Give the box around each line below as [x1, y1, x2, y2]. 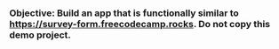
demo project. [9, 29, 71, 41]
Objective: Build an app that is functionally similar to [9, 7, 240, 19]
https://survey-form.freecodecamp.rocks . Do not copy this [9, 17, 271, 30]
